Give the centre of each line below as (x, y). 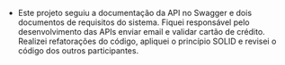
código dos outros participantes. (78, 51)
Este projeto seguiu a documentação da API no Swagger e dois (135, 13)
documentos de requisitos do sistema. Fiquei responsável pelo (134, 22)
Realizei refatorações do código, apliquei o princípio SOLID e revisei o (147, 41)
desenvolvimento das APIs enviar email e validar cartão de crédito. (141, 32)
